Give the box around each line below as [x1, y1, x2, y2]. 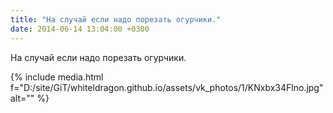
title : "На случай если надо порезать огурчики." [10, 14, 222, 25]
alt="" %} [10, 92, 50, 104]
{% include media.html [10, 71, 104, 83]
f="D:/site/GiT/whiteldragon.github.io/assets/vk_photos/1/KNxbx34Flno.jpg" [10, 81, 324, 93]
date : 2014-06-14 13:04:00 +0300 [10, 24, 150, 34]
